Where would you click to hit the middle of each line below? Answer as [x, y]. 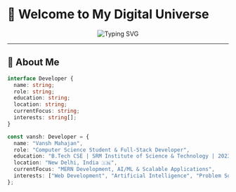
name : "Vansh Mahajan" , [48, 143]
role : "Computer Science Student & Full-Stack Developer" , [102, 150]
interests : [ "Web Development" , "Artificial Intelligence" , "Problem [117, 176]
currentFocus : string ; [47, 111]
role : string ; [34, 91]
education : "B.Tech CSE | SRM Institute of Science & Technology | [114, 156]
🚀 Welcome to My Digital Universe [108, 14]
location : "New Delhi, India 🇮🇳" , [66, 163]
